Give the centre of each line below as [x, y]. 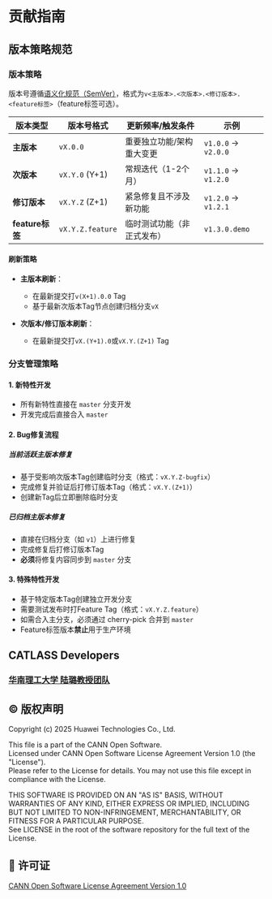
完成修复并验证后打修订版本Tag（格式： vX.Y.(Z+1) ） [108, 486]
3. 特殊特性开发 [34, 579]
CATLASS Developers [64, 656]
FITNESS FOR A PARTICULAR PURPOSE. [76, 821]
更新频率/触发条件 [161, 125]
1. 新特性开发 [30, 385]
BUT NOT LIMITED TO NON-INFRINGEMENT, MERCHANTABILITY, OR [125, 812]
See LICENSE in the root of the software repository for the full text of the [129, 830]
